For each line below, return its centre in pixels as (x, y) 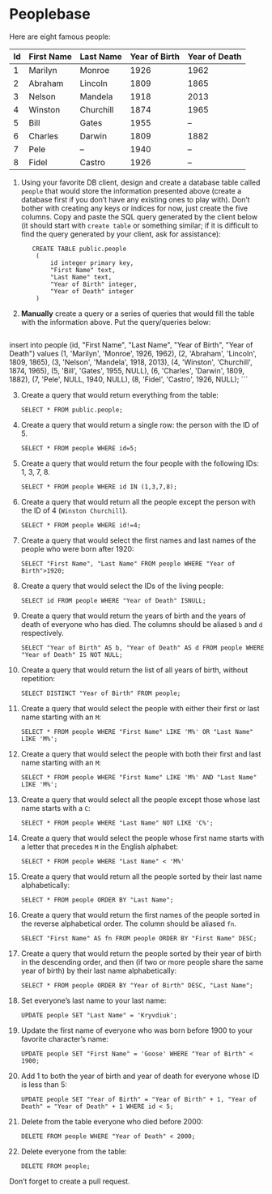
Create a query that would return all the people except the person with (138, 501)
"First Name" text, (83, 270)
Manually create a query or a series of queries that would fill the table (138, 313)
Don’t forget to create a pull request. (70, 1181)
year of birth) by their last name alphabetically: (99, 970)
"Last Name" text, (81, 277)
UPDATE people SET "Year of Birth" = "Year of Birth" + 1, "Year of (139, 1099)
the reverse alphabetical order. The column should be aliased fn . (129, 923)
